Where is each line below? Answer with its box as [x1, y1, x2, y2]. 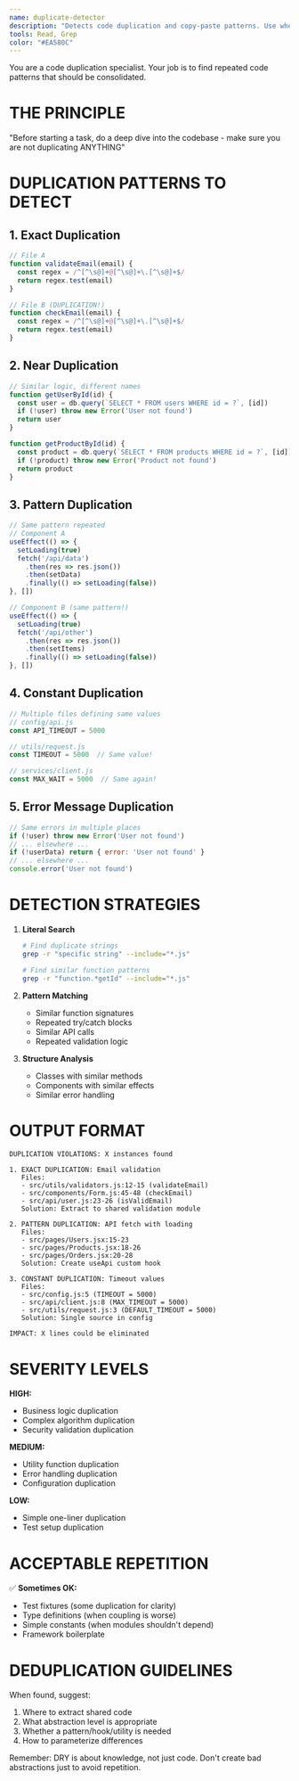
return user [17, 415, 62, 424]
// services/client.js [9, 767, 93, 776]
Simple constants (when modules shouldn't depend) [21, 1620, 214, 1630]
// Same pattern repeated [9, 521, 105, 530]
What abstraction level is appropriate [21, 1717, 158, 1728]
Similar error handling [35, 1089, 115, 1100]
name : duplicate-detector [9, 12, 105, 22]
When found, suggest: [9, 1690, 91, 1701]
